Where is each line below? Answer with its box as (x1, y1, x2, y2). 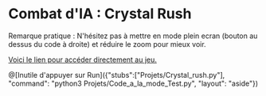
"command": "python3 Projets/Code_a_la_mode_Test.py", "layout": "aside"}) (8, 79, 259, 88)
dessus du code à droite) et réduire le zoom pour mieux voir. (8, 39, 206, 48)
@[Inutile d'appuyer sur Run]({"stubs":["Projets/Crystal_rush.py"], (8, 70, 225, 79)
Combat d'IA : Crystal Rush (8, 5, 192, 23)
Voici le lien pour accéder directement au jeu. (8, 55, 158, 64)
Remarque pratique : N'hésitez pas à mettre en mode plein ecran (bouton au (8, 31, 258, 40)
